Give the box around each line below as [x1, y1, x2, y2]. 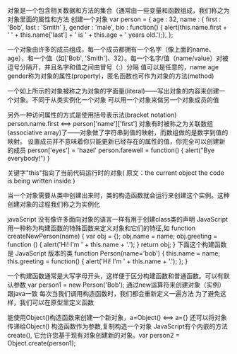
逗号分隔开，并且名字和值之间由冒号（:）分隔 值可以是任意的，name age [7, 63, 219, 71]
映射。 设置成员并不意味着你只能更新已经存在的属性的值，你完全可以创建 [7, 137, 219, 145]
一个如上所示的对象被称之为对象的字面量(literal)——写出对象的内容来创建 [7, 87, 220, 95]
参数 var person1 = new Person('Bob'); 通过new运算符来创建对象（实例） [13, 280, 226, 289]
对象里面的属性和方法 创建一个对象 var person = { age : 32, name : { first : [7, 15, 221, 23]
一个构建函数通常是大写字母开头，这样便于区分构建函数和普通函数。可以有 [7, 272, 224, 280]
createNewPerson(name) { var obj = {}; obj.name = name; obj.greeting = [7, 232, 218, 240]
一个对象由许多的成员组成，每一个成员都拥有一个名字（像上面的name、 [7, 45, 215, 53]
